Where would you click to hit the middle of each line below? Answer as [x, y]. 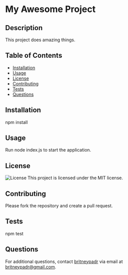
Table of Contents [34, 55]
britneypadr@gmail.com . [31, 266]
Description [24, 28]
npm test [14, 233]
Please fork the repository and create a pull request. [59, 206]
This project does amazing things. [40, 40]
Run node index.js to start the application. [48, 150]
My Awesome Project [50, 9]
